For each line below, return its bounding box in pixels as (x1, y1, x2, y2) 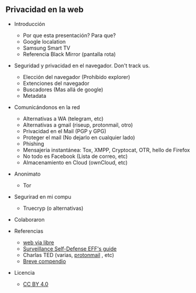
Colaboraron (14, 216, 45, 223)
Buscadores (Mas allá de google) (22, 85, 104, 93)
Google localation (22, 38, 66, 45)
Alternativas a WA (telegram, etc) (22, 115, 104, 122)
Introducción (14, 20, 45, 27)
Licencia (14, 269, 35, 276)
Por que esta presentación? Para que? (22, 32, 116, 39)
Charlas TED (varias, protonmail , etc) (22, 251, 115, 258)
